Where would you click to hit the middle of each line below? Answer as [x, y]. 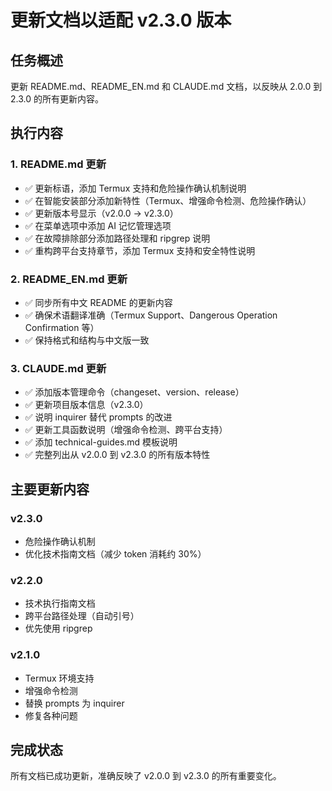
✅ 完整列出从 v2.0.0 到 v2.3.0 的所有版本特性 [117, 455]
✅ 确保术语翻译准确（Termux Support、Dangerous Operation [151, 315]
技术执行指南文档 [60, 603]
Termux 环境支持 [59, 678]
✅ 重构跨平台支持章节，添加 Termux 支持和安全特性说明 [140, 250]
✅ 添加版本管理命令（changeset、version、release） [134, 392]
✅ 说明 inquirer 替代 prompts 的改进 [98, 417]
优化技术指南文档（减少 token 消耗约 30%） [115, 553]
